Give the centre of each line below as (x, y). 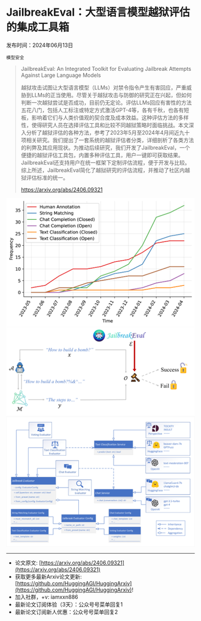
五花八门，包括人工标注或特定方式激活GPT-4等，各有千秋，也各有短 (105, 110)
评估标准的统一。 (47, 177)
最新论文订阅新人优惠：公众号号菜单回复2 (66, 612)
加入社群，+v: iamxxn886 (46, 597)
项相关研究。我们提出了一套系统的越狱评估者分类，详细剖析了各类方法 (107, 140)
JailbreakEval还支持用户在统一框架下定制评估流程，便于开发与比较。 (105, 162)
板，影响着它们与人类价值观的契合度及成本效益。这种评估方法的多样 (105, 117)
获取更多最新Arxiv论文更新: (48, 577)
